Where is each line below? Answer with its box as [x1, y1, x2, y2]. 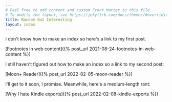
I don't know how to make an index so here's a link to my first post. [5, 36, 146, 42]
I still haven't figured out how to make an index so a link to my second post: [5, 61, 164, 67]
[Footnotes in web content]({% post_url [5, 46, 89, 52]
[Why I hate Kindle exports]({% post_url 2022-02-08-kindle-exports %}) [5, 91, 159, 97]
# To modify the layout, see [5, 12, 68, 17]
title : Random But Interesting [5, 17, 72, 22]
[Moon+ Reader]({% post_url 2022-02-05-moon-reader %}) [5, 71, 133, 77]
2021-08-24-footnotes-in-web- [89, 46, 156, 52]
